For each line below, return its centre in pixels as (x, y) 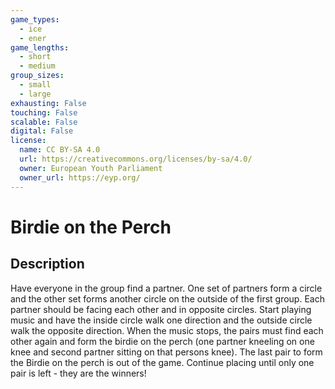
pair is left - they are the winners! (78, 373)
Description (47, 264)
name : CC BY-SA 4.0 (60, 150)
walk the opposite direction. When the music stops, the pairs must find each (167, 330)
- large (35, 94)
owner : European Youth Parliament (91, 168)
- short (35, 57)
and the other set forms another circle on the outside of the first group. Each (167, 298)
